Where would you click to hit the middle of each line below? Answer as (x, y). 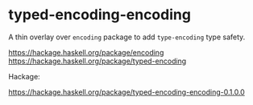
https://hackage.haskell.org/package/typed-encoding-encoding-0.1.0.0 (127, 92)
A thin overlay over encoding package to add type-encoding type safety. (127, 37)
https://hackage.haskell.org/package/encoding (86, 52)
